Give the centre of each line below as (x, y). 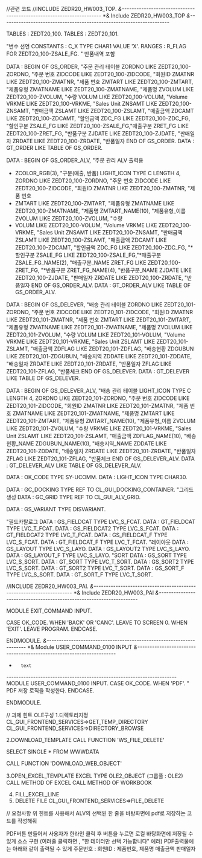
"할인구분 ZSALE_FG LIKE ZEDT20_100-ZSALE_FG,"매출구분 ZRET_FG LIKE (97, 126)
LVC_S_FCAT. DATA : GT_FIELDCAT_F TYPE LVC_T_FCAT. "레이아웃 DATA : (97, 542)
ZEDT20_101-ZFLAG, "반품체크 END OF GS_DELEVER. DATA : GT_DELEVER (98, 371)
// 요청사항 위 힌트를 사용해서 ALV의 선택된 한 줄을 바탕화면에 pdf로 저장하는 (96, 813)
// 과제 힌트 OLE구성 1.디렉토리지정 (47, 715)
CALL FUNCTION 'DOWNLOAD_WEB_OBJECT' (64, 763)
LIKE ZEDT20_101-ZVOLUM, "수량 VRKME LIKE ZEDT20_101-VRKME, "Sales (99, 428)
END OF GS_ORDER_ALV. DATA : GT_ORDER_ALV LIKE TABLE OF (111, 285)
